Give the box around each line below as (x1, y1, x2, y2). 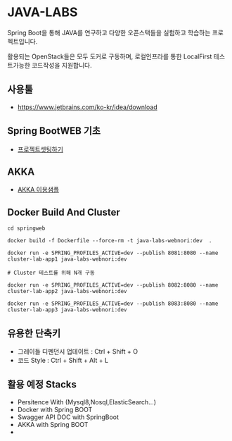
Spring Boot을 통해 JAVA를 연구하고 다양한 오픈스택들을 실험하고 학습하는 (7, 28, 211, 37)
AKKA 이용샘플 (17, 185, 60, 194)
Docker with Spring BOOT (17, 405, 93, 414)
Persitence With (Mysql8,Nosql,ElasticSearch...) (17, 397, 157, 406)
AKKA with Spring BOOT (17, 420, 89, 428)
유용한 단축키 (7, 327, 61, 339)
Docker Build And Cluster (7, 206, 121, 218)
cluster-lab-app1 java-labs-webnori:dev (7, 256, 128, 263)
